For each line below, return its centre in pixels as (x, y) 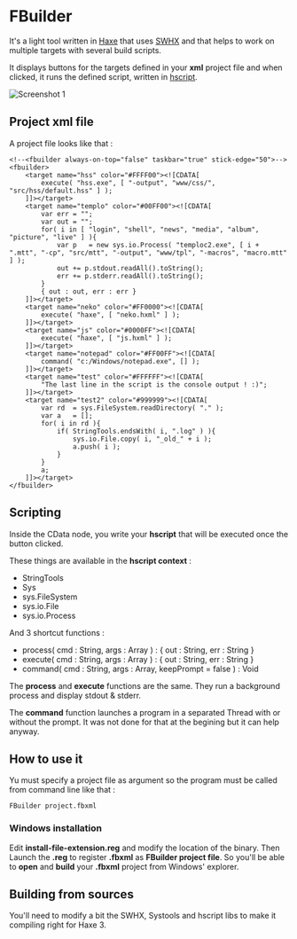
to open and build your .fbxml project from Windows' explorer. (124, 866)
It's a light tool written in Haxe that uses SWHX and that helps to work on (142, 41)
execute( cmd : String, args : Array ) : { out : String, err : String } (138, 659)
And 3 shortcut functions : (57, 632)
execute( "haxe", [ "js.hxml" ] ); (107, 338)
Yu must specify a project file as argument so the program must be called (143, 780)
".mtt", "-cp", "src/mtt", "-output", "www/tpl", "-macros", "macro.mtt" (148, 253)
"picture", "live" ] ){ (53, 237)
